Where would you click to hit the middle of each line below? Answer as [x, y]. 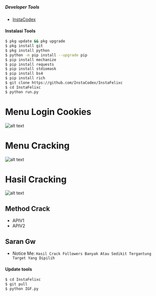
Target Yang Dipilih [33, 258]
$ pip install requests [30, 64]
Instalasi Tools [20, 31]
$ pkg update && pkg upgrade [35, 41]
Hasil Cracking [36, 179]
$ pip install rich [25, 78]
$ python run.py [22, 92]
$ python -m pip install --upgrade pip [46, 55]
